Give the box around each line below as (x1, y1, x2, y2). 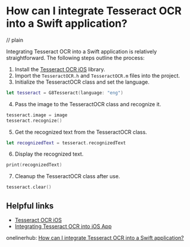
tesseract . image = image (6, 112, 68, 118)
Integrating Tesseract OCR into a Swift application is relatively (6, 47, 157, 55)
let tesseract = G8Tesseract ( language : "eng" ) (6, 90, 123, 96)
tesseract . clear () (6, 184, 52, 191)
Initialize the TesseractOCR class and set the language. (14, 78, 150, 85)
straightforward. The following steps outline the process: (6, 54, 145, 61)
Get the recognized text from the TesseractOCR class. (14, 128, 147, 135)
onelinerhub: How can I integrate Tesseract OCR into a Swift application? (6, 235, 184, 241)
